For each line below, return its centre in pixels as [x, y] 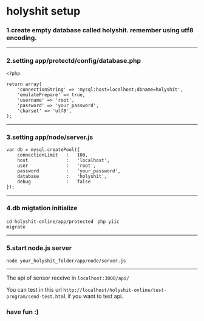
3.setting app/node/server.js [50, 137]
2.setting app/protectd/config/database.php [74, 61]
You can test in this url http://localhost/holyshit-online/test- [87, 289]
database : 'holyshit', [62, 177]
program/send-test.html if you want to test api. [65, 296]
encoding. [22, 38]
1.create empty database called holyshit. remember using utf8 [100, 30]
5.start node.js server [39, 248]
